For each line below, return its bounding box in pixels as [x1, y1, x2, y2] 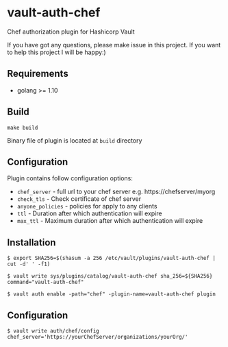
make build [7, 124, 38, 131]
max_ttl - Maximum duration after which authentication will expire [16, 217, 203, 225]
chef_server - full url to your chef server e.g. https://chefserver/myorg [16, 187, 216, 196]
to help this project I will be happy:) [7, 48, 106, 56]
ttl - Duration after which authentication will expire [16, 209, 162, 217]
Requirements [7, 68, 68, 80]
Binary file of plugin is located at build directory [7, 136, 142, 145]
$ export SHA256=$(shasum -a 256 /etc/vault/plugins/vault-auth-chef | [7, 255, 216, 262]
